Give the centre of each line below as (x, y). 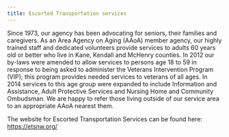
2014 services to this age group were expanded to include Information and (112, 84)
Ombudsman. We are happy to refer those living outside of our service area (113, 98)
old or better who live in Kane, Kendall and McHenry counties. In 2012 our (111, 55)
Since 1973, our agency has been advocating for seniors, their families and (112, 33)
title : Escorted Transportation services (67, 13)
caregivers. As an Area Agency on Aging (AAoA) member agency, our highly (114, 40)
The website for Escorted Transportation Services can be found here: (105, 119)
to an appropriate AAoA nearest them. (60, 105)
